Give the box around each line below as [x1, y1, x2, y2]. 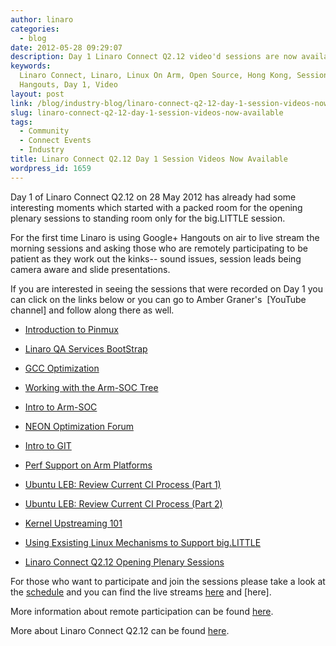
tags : [10, 117, 33, 127]
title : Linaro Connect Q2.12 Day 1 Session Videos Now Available [10, 154, 288, 164]
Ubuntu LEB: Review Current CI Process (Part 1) [24, 478, 222, 490]
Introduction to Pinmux [24, 323, 119, 335]
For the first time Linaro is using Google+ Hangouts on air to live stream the [10, 231, 320, 243]
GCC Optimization [24, 362, 100, 374]
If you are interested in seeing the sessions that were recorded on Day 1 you [10, 282, 323, 295]
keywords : [10, 61, 52, 71]
